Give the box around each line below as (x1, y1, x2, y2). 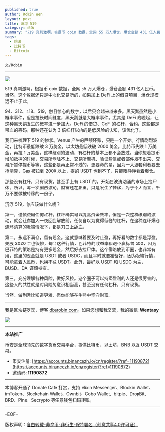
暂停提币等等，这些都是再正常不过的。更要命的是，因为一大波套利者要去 (13, 162, 160, 167)
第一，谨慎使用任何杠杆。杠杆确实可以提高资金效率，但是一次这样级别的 (5, 212, 151, 217)
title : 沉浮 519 (5, 21, 37, 26)
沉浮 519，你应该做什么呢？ (5, 201, 61, 207)
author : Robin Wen (5, 12, 43, 17)
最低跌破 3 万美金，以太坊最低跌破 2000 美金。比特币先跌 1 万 (26, 143, 152, 149)
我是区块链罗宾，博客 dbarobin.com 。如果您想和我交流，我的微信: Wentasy (5, 307, 159, 313)
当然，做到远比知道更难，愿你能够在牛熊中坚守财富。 (5, 292, 113, 297)
